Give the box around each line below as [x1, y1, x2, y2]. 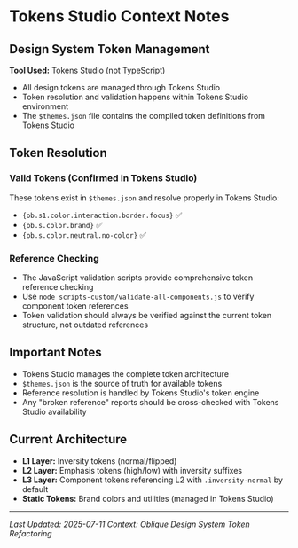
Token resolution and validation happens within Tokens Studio [21, 91, 249, 102]
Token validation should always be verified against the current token [21, 309, 272, 320]
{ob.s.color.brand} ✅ [21, 219, 104, 230]
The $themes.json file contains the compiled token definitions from [21, 111, 266, 121]
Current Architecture [9, 432, 128, 447]
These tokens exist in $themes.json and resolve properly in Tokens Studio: [9, 192, 279, 203]
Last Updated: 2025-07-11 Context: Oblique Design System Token [9, 519, 250, 529]
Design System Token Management [9, 42, 210, 57]
